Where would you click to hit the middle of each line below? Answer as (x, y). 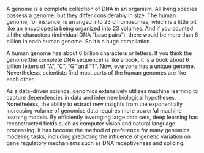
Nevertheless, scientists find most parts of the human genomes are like (96, 73)
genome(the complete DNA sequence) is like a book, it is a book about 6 (98, 60)
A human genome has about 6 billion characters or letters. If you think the (99, 53)
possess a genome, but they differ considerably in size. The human (91, 15)
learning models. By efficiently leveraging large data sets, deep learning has (102, 117)
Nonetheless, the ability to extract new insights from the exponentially (94, 104)
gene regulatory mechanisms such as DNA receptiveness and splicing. (96, 143)
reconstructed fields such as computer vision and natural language (91, 124)
